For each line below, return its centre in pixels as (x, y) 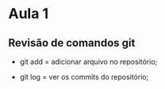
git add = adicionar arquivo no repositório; (88, 61)
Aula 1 (29, 14)
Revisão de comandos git (72, 43)
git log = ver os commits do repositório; (84, 77)
